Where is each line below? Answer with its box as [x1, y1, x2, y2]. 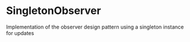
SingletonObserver [6, 4, 101, 17]
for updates [6, 29, 34, 36]
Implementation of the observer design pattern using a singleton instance [6, 23, 184, 30]
